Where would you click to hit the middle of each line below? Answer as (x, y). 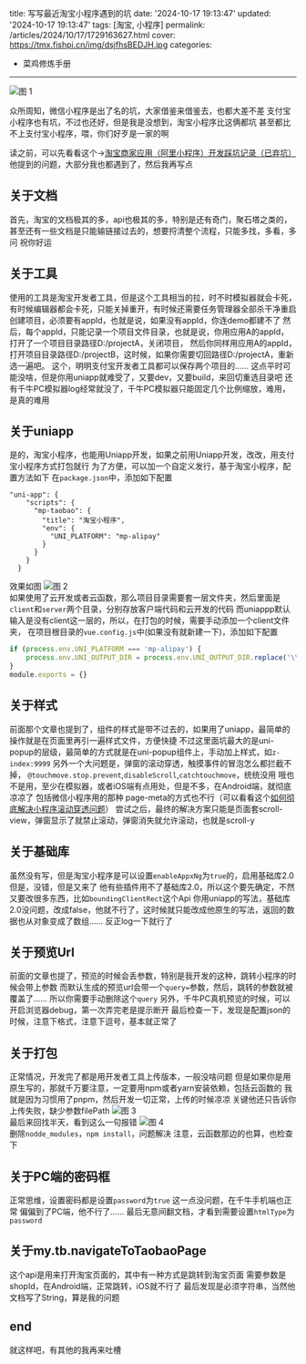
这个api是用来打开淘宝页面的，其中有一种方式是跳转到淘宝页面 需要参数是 (148, 1275)
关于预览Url (42, 952)
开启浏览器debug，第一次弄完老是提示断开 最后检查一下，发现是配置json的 (150, 1010)
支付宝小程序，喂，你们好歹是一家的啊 (97, 133)
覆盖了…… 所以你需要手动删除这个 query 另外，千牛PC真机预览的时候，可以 (150, 999)
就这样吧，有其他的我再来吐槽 (65, 1349)
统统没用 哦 (265, 774)
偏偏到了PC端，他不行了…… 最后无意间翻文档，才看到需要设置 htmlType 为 (157, 1211)
